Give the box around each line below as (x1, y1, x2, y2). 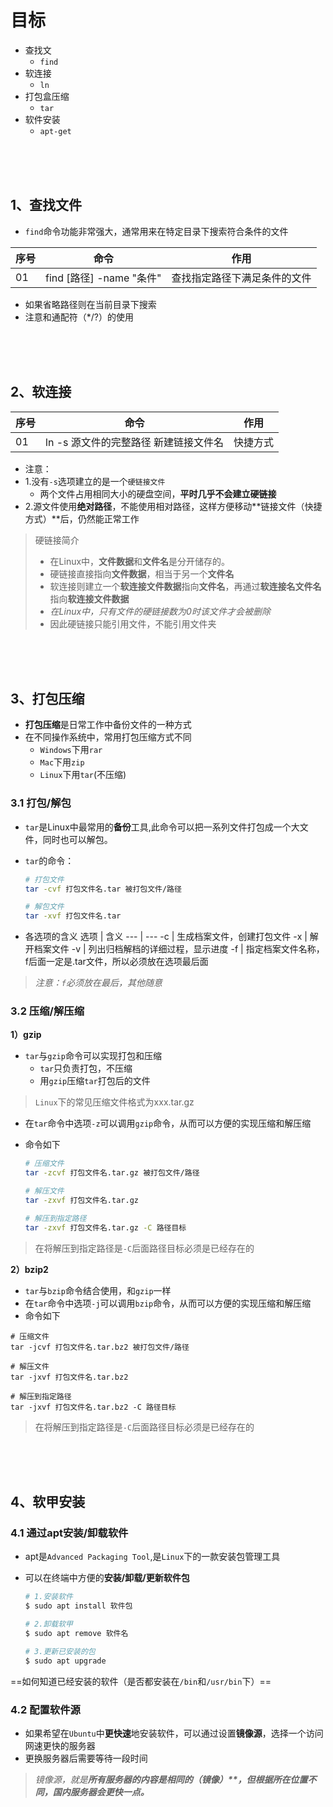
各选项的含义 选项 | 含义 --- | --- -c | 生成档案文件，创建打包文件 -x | (24, 931, 308, 943)
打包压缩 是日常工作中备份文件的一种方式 (24, 719, 192, 731)
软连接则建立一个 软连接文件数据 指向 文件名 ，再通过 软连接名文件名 (49, 580, 322, 592)
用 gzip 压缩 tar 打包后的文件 (39, 1075, 151, 1087)
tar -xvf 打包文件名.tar (24, 911, 122, 921)
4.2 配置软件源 (10, 1702, 81, 1716)
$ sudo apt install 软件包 (24, 1601, 133, 1611)
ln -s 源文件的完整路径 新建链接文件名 (45, 435, 225, 449)
